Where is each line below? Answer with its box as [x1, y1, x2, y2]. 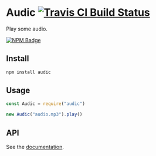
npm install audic [6, 69, 51, 75]
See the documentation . [6, 144, 65, 150]
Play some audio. [6, 25, 48, 32]
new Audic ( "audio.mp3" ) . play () [6, 111, 83, 117]
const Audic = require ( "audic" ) [6, 101, 85, 107]
